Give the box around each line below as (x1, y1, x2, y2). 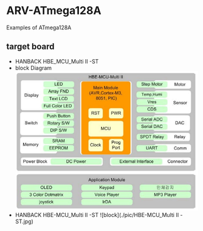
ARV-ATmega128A (6, 4, 101, 18)
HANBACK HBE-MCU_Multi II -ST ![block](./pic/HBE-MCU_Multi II (15, 211, 179, 218)
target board (6, 41, 55, 52)
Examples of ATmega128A (6, 24, 72, 31)
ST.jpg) (15, 218, 33, 225)
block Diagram (15, 64, 52, 71)
